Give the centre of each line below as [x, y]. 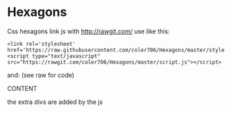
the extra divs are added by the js [55, 102]
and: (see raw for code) [41, 75]
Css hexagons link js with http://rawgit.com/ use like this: [88, 31]
